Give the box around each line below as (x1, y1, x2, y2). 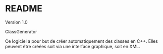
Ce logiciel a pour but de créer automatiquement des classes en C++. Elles (5, 38, 158, 44)
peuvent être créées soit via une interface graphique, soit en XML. (5, 43, 140, 49)
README (5, 3, 43, 14)
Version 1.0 (5, 19, 28, 25)
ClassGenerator (5, 28, 37, 34)
